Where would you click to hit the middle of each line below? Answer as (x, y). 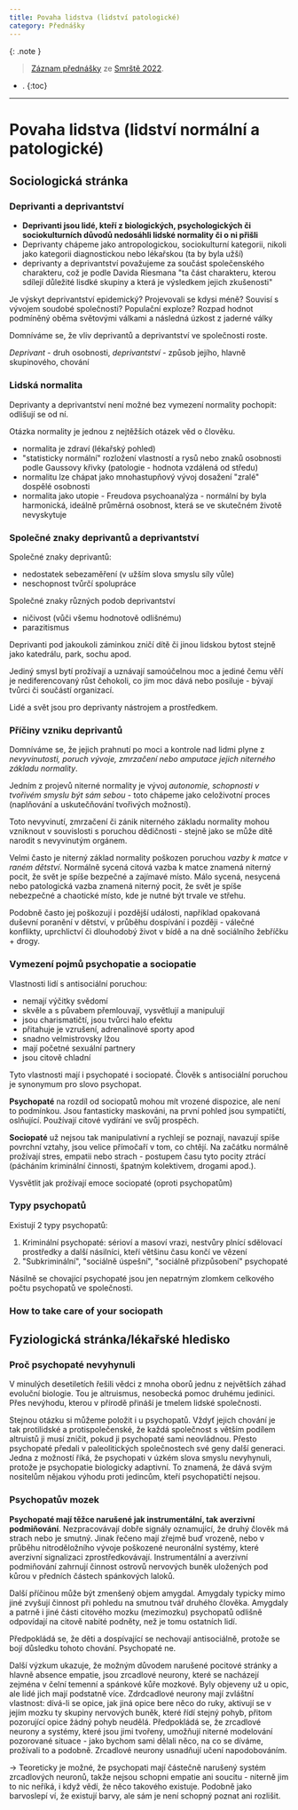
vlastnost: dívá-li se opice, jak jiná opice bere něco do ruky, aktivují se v (141, 1703)
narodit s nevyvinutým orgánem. (68, 841)
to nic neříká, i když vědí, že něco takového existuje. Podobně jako (131, 1786)
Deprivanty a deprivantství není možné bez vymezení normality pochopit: (143, 404)
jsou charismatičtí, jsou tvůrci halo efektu (97, 1020)
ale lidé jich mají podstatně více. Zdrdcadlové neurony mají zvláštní (132, 1694)
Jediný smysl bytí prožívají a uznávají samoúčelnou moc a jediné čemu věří (146, 671)
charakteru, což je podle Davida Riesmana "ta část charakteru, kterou (149, 273)
